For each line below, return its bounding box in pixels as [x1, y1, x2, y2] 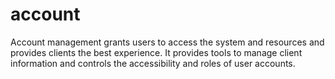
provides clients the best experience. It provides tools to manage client [10, 46, 303, 58]
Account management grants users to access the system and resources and [10, 36, 325, 48]
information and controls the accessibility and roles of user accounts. [10, 57, 296, 69]
